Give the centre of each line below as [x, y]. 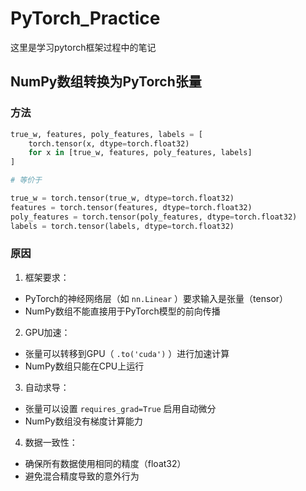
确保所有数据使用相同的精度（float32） [105, 463]
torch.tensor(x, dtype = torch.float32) [109, 143]
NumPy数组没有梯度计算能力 [83, 421]
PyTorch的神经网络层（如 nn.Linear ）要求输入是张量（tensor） [156, 298]
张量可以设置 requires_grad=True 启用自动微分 [120, 408]
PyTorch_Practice [85, 18]
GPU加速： [47, 332]
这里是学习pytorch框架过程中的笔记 [83, 47]
